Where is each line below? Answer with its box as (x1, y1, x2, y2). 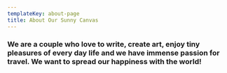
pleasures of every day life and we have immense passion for (7, 48, 220, 58)
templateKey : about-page (7, 10, 80, 17)
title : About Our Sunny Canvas (7, 17, 99, 24)
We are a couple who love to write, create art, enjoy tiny (7, 40, 200, 49)
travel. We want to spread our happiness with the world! (7, 57, 202, 67)
